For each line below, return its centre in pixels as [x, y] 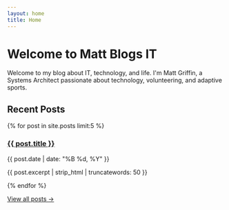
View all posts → [31, 199]
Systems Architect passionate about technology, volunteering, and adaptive [115, 81]
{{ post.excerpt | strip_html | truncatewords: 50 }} [77, 172]
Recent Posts [36, 109]
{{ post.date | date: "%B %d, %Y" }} [58, 158]
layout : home [26, 13]
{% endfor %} [27, 185]
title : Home [24, 20]
